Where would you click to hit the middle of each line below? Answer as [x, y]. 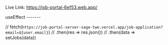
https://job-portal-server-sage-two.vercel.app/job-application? [93, 27]
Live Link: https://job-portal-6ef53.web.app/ [52, 7]
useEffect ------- [23, 17]
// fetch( [14, 27]
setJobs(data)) [21, 38]
